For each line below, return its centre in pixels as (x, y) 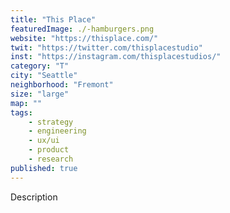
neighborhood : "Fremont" (62, 85)
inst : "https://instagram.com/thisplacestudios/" (116, 57)
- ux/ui (44, 141)
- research (51, 159)
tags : (21, 112)
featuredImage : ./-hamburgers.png (82, 29)
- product (49, 150)
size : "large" (40, 94)
